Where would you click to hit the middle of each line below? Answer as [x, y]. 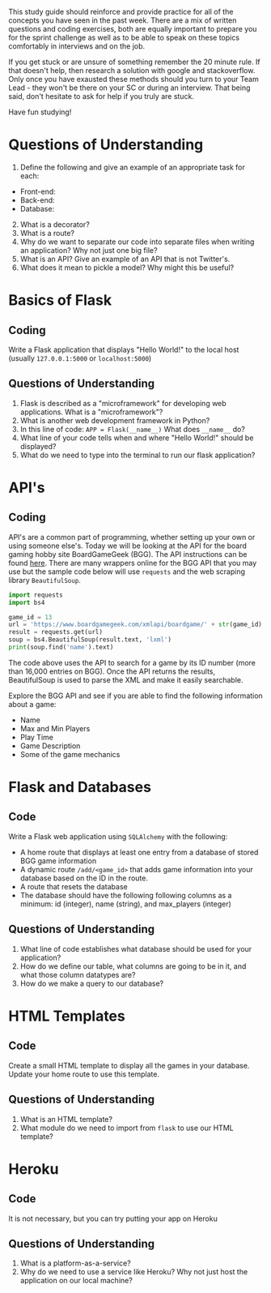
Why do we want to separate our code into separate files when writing [137, 242]
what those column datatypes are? [78, 974]
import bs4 [27, 602]
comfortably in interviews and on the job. [77, 46]
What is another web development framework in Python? [115, 420]
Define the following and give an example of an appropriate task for [132, 167]
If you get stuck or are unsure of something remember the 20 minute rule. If [134, 62]
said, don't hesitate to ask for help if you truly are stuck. [101, 96]
